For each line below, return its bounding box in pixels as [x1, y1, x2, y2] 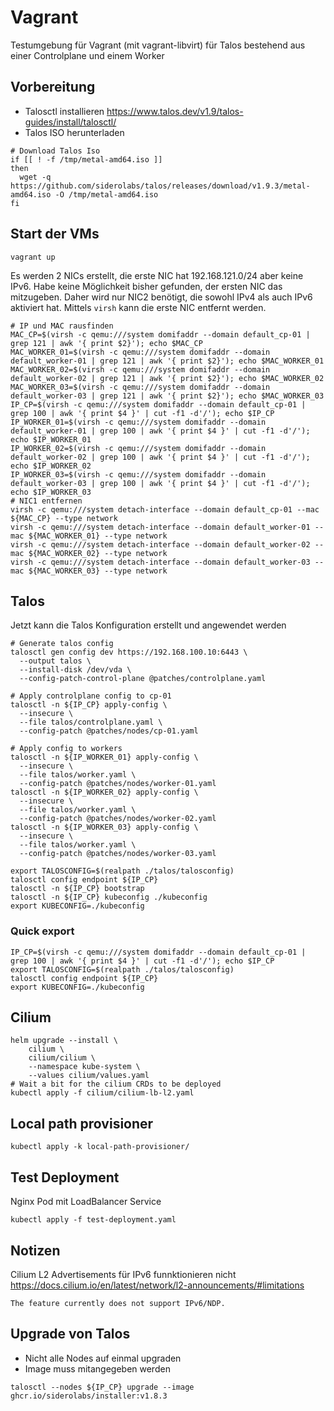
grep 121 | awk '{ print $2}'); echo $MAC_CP [10, 338, 203, 348]
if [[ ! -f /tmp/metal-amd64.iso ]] [10, 154, 163, 165]
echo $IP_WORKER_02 [10, 461, 92, 471]
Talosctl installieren [24, 105, 105, 117]
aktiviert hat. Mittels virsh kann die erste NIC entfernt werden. [10, 301, 267, 313]
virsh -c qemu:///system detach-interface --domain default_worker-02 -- [10, 539, 325, 550]
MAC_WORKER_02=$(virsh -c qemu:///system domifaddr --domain [10, 364, 271, 375]
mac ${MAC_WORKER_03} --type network [10, 566, 168, 576]
